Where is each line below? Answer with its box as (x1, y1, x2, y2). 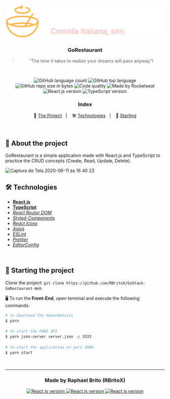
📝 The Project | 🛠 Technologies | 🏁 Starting (33, 113, 137, 119)
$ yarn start (5, 350, 33, 355)
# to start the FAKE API (5, 329, 58, 334)
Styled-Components (12, 215, 55, 221)
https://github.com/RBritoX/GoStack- (66, 281, 146, 286)
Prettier (12, 237, 28, 243)
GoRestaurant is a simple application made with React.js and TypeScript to (5, 152, 160, 159)
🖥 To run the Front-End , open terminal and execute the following (5, 295, 140, 301)
